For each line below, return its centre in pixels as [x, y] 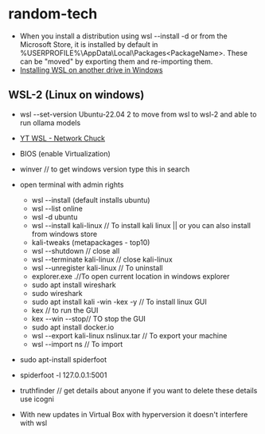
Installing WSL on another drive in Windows [91, 69]
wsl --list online [57, 208]
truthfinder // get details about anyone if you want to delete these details [138, 390]
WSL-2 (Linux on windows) [76, 95]
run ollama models [50, 122]
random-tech [53, 14]
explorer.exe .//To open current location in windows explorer [131, 276]
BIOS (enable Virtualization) [65, 153]
